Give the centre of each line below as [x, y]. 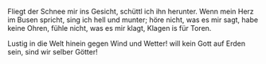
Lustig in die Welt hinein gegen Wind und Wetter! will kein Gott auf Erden [127, 43]
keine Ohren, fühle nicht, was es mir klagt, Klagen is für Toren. [110, 28]
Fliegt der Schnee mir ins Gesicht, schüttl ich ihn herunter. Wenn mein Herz [131, 11]
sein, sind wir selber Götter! [53, 52]
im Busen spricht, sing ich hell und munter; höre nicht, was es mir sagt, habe [133, 20]
